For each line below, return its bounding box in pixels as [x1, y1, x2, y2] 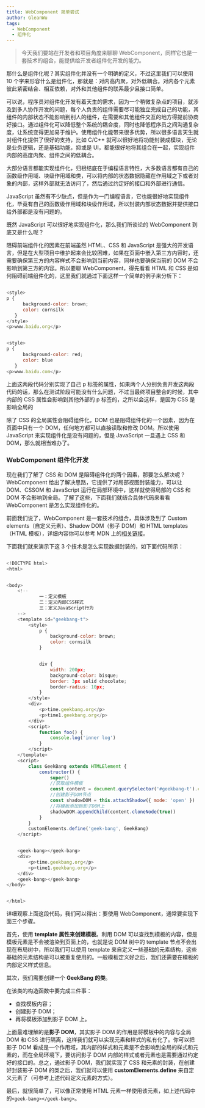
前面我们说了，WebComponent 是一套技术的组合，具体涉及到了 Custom [6, 514, 187, 522]
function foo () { [38, 729, 84, 735]
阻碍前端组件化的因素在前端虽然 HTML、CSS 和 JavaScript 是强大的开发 [6, 242, 189, 249]
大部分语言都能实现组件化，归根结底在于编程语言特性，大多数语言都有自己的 [6, 164, 199, 172]
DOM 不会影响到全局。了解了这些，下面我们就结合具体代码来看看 [6, 494, 171, 501]
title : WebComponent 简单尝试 [6, 9, 79, 15]
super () [49, 775, 70, 781]
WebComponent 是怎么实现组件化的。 [6, 501, 103, 509]
